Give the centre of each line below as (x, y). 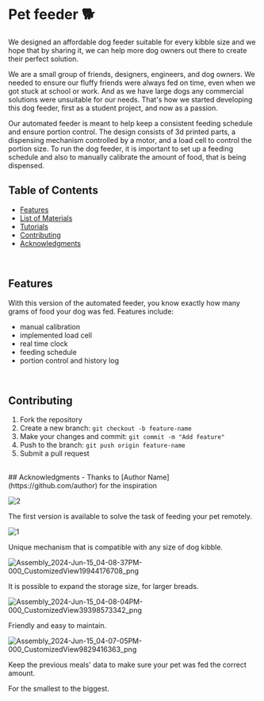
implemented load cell (56, 335)
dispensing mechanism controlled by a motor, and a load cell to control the (130, 140)
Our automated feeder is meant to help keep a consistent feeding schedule (130, 123)
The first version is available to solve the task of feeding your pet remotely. (130, 517)
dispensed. (27, 165)
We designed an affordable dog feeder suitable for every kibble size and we (132, 42)
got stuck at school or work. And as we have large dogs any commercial (126, 91)
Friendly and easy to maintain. (57, 626)
